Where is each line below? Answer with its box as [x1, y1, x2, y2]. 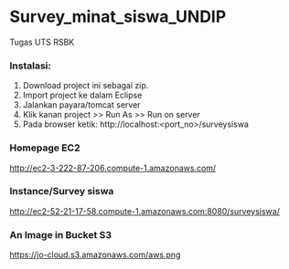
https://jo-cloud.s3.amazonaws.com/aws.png [9, 249, 181, 261]
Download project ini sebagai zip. [22, 80, 149, 91]
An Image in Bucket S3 [9, 228, 112, 241]
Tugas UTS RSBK [9, 36, 75, 47]
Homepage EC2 [9, 141, 80, 154]
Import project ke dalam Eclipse [22, 89, 143, 101]
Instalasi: [9, 59, 52, 72]
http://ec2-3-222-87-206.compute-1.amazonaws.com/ [9, 162, 217, 173]
